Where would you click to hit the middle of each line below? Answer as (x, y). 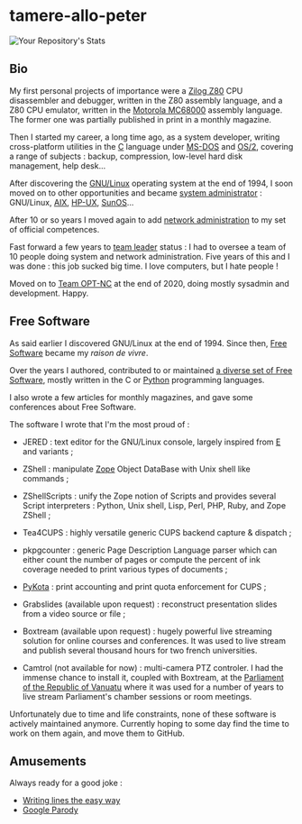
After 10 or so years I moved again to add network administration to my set (148, 220)
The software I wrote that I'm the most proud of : (100, 424)
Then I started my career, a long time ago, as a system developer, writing (145, 137)
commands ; (46, 478)
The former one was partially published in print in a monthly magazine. (141, 119)
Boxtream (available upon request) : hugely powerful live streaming (147, 631)
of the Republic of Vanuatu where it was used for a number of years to (153, 687)
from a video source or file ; (74, 613)
